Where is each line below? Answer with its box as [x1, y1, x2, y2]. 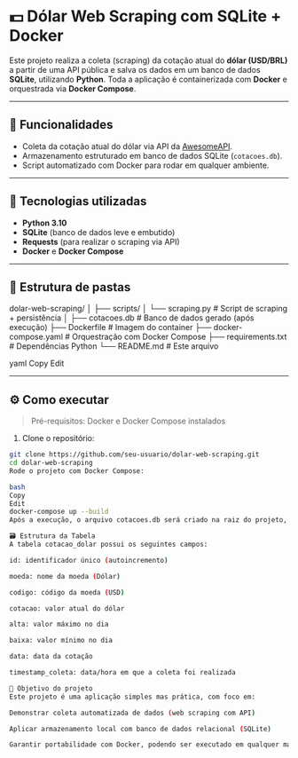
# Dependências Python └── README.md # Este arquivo [9, 341, 219, 351]
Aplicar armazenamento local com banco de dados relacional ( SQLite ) [9, 724, 272, 733]
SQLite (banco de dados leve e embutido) [21, 226, 176, 237]
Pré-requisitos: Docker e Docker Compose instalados [30, 415, 226, 427]
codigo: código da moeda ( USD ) [9, 588, 125, 596]
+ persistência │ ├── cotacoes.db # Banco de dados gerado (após [9, 312, 255, 323]
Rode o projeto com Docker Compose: [9, 466, 145, 476]
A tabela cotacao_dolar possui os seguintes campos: [9, 540, 208, 549]
